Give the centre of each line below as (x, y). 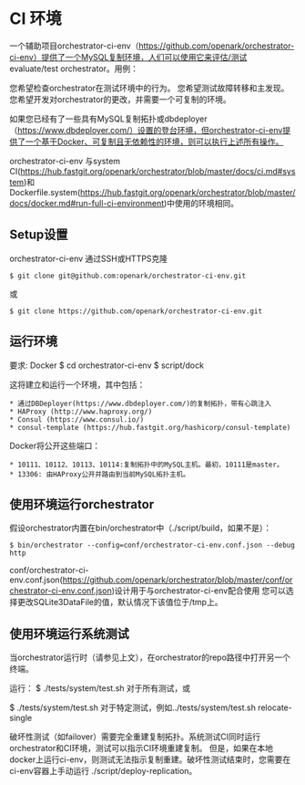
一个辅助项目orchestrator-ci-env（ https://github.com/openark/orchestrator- (152, 46)
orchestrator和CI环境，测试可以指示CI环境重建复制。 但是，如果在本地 (141, 748)
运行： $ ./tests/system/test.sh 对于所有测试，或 (100, 688)
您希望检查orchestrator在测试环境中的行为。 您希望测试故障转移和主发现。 (149, 88)
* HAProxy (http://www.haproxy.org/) (81, 412)
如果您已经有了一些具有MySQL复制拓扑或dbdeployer (108, 119)
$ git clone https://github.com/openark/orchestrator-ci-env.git (136, 311)
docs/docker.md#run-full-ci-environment (87, 203)
